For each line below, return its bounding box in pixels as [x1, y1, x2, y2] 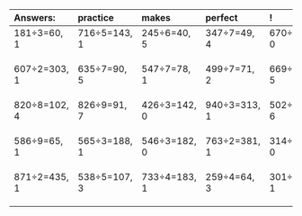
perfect [205, 12, 238, 23]
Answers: [13, 12, 56, 23]
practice [77, 12, 114, 23]
